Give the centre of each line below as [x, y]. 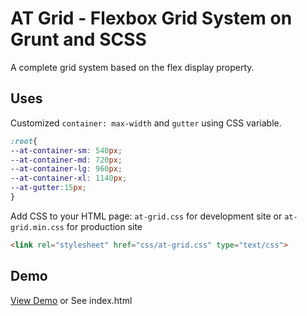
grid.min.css [37, 227]
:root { [24, 141]
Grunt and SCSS [78, 39]
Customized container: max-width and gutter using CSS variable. [146, 123]
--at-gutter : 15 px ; [48, 188]
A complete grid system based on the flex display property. [132, 67]
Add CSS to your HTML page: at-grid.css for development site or [146, 216]
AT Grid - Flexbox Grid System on [151, 18]
